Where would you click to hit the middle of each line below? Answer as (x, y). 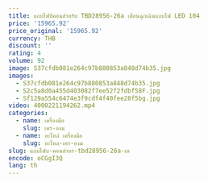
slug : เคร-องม (44, 128)
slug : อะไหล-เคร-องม (53, 143)
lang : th (23, 166)
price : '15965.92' (39, 23)
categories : (28, 114)
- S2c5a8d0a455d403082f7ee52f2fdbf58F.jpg (88, 91)
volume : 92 (27, 61)
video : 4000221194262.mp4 (52, 105)
